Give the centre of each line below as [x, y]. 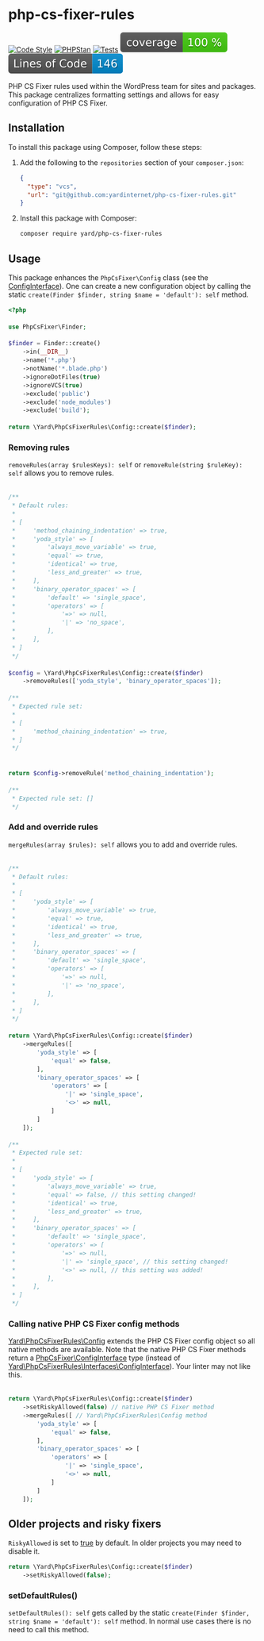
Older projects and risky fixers [85, 1524]
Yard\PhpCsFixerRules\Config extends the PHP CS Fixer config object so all [132, 1341]
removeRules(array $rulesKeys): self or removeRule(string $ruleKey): [126, 465]
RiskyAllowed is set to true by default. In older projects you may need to [125, 1543]
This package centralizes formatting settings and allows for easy [114, 94]
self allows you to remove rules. [61, 473]
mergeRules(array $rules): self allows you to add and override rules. [123, 844]
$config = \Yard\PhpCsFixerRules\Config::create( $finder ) [106, 673]
